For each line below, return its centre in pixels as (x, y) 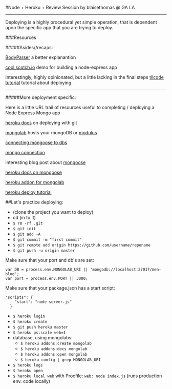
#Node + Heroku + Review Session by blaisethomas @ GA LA (70, 7)
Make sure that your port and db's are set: (50, 260)
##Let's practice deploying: (34, 202)
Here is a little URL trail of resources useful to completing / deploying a (80, 107)
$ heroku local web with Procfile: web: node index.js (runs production (87, 376)
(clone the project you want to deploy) (53, 212)
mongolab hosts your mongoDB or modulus (51, 132)
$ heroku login (29, 316)
